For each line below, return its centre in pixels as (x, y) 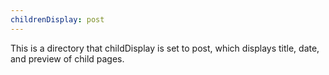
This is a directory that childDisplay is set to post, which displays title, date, (165, 48)
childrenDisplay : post (57, 19)
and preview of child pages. (67, 58)
